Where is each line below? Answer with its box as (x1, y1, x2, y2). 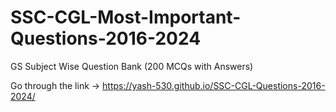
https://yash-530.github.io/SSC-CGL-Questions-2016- (102, 79, 326, 91)
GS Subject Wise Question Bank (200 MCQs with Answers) (10, 60, 254, 72)
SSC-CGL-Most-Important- (10, 6, 242, 29)
